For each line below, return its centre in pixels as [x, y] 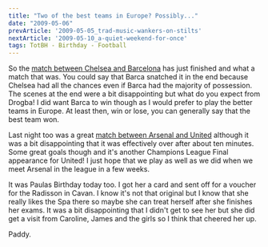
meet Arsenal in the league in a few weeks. [79, 169]
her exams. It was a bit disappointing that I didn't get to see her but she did [132, 210]
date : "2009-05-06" [41, 23]
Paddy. [20, 234]
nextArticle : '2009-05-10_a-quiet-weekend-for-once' [98, 38]
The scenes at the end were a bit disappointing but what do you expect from [134, 94]
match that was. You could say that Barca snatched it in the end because [128, 77]
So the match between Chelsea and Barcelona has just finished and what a [132, 68]
